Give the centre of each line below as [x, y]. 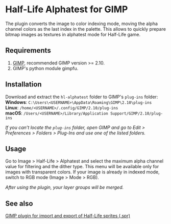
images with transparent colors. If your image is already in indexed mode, [82, 172]
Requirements [28, 50]
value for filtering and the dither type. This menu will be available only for [82, 167]
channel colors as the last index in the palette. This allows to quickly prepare [86, 29]
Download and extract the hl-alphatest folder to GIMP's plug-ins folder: [82, 97]
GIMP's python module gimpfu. [45, 68]
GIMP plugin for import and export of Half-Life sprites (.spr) [68, 216]
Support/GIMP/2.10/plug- [137, 114]
